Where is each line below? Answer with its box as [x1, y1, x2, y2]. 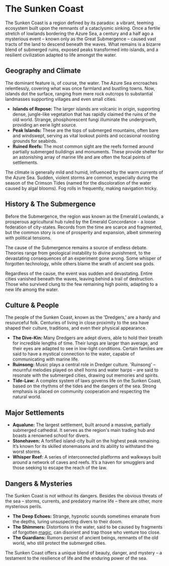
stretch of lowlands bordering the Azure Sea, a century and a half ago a [5, 30, 154, 36]
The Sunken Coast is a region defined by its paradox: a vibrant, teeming [5, 20, 154, 26]
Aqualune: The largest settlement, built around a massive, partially [12, 422, 151, 428]
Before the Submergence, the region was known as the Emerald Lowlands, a [5, 213, 164, 219]
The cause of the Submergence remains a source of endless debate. [5, 244, 148, 250]
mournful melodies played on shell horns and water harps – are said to [12, 367, 158, 373]
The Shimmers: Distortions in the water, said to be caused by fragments [12, 524, 162, 530]
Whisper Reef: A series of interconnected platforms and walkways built [12, 454, 161, 460]
